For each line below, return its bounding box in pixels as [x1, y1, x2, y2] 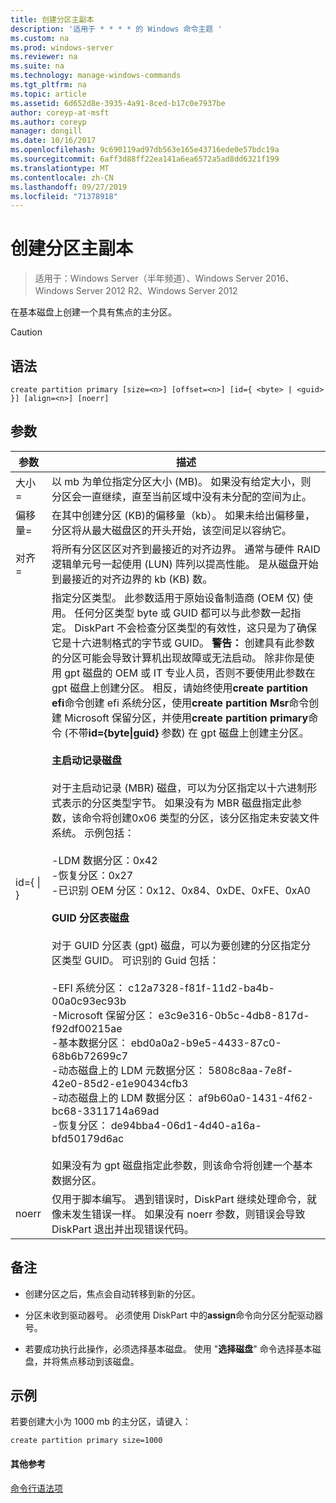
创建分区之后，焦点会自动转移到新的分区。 [24, 1287, 201, 1300]
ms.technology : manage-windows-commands [10, 71, 182, 81]
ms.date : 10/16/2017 [10, 136, 97, 146]
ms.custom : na [10, 33, 70, 43]
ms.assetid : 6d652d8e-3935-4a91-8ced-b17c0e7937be [10, 98, 226, 108]
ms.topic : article [10, 89, 87, 99]
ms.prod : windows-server [10, 42, 114, 53]
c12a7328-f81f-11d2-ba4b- [128, 981, 275, 995]
